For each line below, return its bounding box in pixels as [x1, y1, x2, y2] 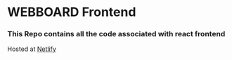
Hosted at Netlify [7, 45, 56, 53]
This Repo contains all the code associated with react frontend [7, 29, 226, 39]
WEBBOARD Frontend [7, 4, 136, 20]
